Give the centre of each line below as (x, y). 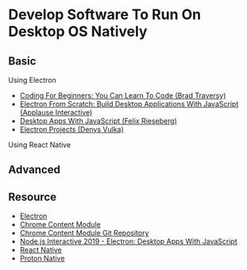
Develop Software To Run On (104, 15)
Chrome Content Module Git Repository (84, 233)
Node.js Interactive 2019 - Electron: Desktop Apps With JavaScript (128, 241)
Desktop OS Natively (78, 31)
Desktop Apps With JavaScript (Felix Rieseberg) (98, 121)
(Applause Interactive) (56, 112)
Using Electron (33, 80)
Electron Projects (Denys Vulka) (72, 129)
